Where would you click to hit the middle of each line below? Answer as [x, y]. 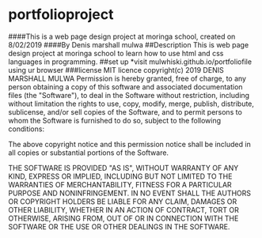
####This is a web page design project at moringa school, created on [122, 36]
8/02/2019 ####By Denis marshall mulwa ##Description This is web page [129, 44]
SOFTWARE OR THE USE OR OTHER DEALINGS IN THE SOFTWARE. [119, 226]
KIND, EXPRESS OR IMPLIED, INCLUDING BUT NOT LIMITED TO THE [120, 176]
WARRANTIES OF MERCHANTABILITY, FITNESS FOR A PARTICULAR [120, 184]
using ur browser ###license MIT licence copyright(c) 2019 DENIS [116, 70]
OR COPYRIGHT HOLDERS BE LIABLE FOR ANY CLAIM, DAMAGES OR [123, 201]
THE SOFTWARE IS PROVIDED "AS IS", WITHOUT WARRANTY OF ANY [123, 168]
